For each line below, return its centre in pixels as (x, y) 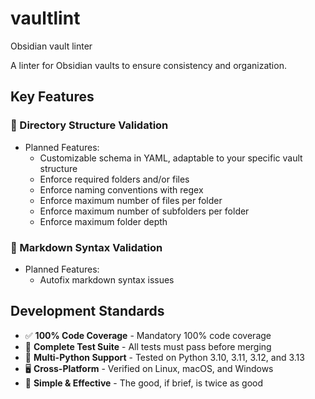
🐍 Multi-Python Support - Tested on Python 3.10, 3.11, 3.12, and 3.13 (164, 357)
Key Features (52, 97)
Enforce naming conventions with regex (121, 189)
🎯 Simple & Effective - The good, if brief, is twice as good (144, 383)
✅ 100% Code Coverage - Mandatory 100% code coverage (148, 335)
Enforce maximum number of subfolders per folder (144, 211)
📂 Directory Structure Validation (89, 125)
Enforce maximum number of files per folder (131, 200)
